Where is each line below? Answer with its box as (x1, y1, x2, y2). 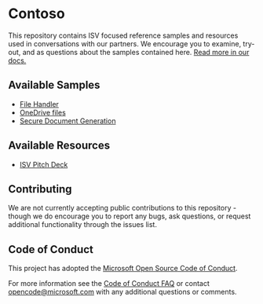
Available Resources (8, 139, 111, 152)
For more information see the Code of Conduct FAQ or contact (8, 279, 210, 288)
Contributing (8, 182, 72, 196)
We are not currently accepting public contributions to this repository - (8, 203, 237, 213)
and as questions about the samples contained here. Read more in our (22, 47, 250, 57)
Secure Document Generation (19, 115, 116, 126)
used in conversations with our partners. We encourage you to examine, (8, 38, 242, 48)
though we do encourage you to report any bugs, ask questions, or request (8, 211, 251, 221)
